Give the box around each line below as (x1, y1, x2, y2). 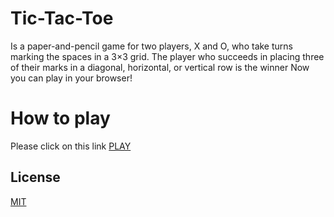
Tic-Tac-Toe (10, 7, 114, 30)
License (10, 169, 61, 186)
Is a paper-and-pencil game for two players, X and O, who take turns (10, 40, 293, 52)
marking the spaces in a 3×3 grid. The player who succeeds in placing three (10, 50, 325, 62)
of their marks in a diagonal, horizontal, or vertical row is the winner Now (10, 61, 310, 73)
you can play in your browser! (10, 72, 133, 84)
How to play (10, 107, 111, 130)
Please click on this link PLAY (10, 140, 132, 152)
